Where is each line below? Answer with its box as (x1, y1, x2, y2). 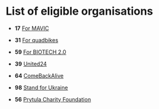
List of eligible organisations (6, 4, 153, 18)
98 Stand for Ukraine (14, 84, 68, 91)
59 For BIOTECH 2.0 (14, 48, 67, 56)
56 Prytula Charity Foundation (14, 96, 91, 103)
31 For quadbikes (14, 36, 59, 43)
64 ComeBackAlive (14, 72, 64, 79)
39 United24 (14, 60, 47, 67)
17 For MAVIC (14, 24, 50, 32)
